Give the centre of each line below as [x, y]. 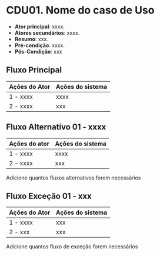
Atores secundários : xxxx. [47, 32]
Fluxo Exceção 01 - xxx [49, 196]
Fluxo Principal [34, 70]
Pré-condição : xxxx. [39, 45]
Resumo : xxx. [31, 39]
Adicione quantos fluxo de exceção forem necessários [72, 247]
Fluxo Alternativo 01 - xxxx [56, 127]
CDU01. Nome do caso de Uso [80, 10]
